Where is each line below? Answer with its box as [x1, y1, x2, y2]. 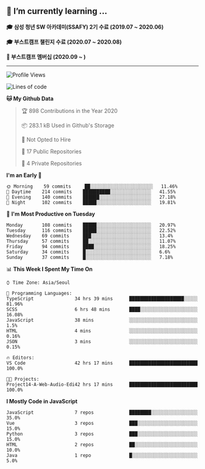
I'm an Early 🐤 [6, 171, 42, 178]
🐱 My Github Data [6, 94, 54, 102]
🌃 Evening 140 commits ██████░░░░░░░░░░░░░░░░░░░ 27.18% [6, 194, 176, 200]
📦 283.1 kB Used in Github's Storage [21, 121, 115, 129]
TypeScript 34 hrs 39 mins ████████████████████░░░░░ [6, 296, 198, 302]
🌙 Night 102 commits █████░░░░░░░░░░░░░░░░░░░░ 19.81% [6, 199, 176, 205]
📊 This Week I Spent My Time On [6, 265, 93, 273]
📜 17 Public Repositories [21, 148, 82, 155]
